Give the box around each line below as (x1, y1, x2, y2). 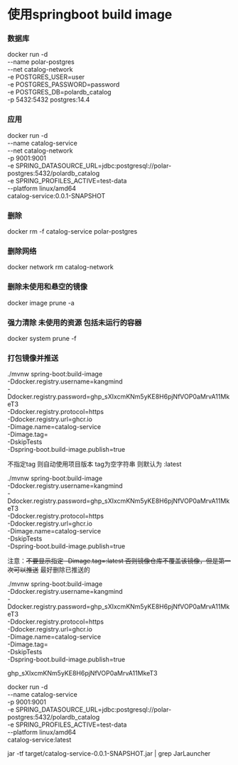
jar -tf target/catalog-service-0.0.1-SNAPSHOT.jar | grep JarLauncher (7, 749, 211, 758)
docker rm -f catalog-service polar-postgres (7, 227, 138, 236)
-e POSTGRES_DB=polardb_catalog (7, 88, 112, 97)
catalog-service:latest (7, 736, 72, 744)
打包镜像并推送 (7, 353, 59, 363)
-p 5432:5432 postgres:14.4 (7, 95, 90, 104)
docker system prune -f (7, 334, 77, 342)
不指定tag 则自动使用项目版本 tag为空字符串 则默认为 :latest (7, 460, 182, 469)
